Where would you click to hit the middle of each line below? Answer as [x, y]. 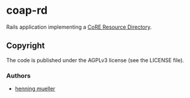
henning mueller [35, 89]
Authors [19, 75]
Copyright [26, 46]
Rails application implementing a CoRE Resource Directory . [79, 27]
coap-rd [27, 10]
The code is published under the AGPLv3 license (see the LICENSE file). [95, 60]
